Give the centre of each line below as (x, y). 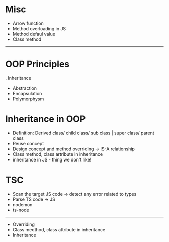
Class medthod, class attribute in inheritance (59, 229)
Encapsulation (27, 93)
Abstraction (24, 88)
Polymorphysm (28, 99)
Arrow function (28, 23)
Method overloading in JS (39, 28)
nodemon (22, 204)
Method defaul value (34, 34)
